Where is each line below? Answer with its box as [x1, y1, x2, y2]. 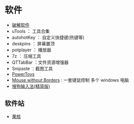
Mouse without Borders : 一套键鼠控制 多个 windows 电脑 [11, 77, 129, 83]
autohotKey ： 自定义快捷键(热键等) [11, 34, 85, 40]
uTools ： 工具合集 [11, 28, 50, 34]
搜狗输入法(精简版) [11, 83, 51, 89]
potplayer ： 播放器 [11, 47, 52, 53]
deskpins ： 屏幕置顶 [11, 40, 55, 46]
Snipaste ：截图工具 [11, 65, 53, 71]
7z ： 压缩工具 [11, 53, 42, 59]
